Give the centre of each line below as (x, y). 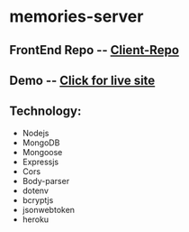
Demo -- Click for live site (82, 80)
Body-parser (46, 181)
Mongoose (42, 152)
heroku (36, 219)
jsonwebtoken (48, 209)
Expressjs (40, 162)
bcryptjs (38, 200)
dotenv (36, 190)
